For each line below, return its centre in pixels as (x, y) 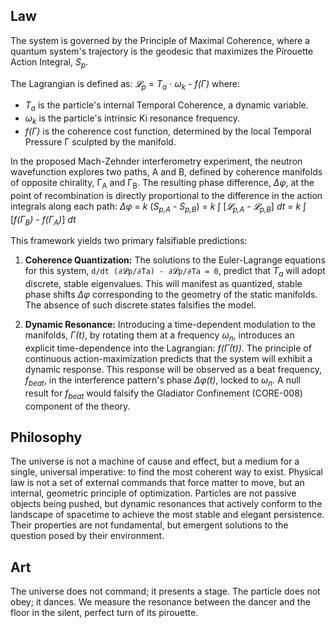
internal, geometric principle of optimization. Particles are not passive (153, 493)
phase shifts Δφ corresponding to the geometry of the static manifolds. (171, 295)
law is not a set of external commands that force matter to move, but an (157, 483)
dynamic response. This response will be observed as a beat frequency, (173, 369)
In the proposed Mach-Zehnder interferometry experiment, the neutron (156, 161)
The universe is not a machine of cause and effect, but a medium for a (155, 461)
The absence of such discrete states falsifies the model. (140, 305)
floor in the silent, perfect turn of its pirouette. (104, 613)
